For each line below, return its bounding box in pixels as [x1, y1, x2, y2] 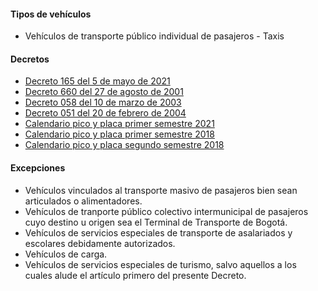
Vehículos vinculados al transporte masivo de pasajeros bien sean [24, 184, 298, 196]
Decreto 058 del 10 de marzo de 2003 [24, 96, 182, 109]
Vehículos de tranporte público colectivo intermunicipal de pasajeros [24, 205, 309, 217]
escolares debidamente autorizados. [24, 237, 176, 249]
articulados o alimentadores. [24, 195, 143, 207]
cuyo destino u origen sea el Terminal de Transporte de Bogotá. [24, 216, 288, 228]
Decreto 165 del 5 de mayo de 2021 [24, 75, 171, 87]
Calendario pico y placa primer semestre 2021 [24, 118, 215, 130]
